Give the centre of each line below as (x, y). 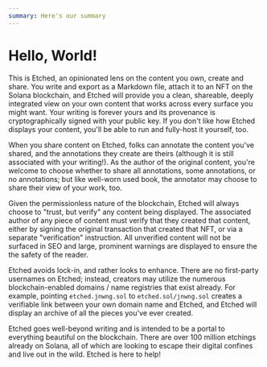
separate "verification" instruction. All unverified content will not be (120, 237)
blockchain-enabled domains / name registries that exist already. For (122, 287)
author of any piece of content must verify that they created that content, (129, 220)
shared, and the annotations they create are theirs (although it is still (121, 153)
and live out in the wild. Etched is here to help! (84, 354)
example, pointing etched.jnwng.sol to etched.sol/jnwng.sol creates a (125, 295)
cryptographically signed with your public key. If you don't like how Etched (132, 121)
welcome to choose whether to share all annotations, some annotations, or (132, 171)
